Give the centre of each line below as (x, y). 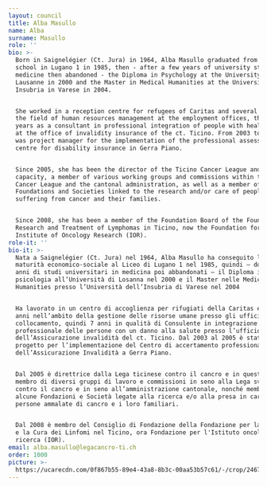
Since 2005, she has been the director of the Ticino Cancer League (131, 169)
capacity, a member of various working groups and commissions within (135, 177)
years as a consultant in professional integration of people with (130, 126)
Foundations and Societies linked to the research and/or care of (128, 192)
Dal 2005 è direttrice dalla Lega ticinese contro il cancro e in (128, 374)
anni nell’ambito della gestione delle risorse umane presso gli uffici (138, 316)
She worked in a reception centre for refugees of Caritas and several (137, 111)
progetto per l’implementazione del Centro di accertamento (117, 346)
